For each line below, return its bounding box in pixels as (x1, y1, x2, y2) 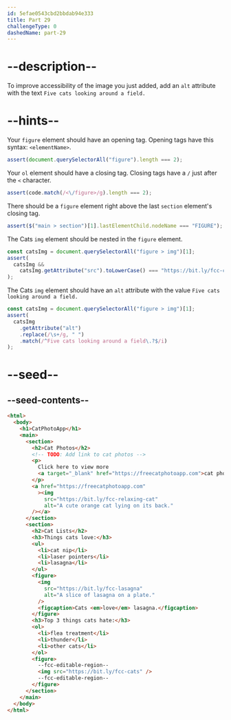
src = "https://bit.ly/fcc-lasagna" (43, 585, 143, 592)
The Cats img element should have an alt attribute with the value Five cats (7, 286, 220, 294)
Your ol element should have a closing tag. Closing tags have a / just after (7, 169, 218, 177)
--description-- (7, 59, 98, 74)
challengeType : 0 (7, 23, 57, 30)
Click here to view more (37, 463, 109, 471)
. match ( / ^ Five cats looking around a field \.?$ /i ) (19, 338, 168, 345)
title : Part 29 (7, 17, 51, 23)
